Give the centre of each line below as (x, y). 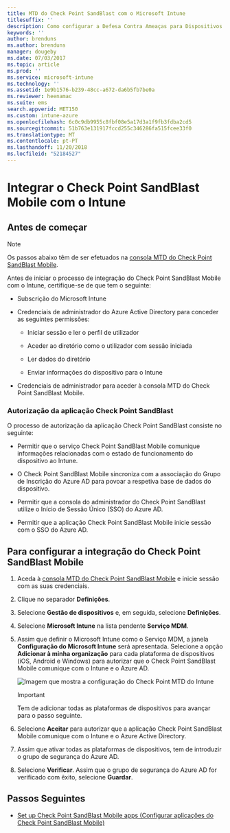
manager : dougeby (32, 52)
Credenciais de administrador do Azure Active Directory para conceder (118, 312)
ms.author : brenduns (37, 45)
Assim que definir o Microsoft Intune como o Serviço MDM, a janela (113, 639)
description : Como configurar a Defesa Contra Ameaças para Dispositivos (115, 26)
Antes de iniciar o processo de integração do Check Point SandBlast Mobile (114, 278)
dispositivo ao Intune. (47, 461)
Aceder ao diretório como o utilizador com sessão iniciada (110, 345)
